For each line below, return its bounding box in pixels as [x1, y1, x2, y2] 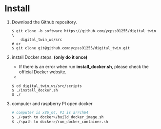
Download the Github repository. [11, 19, 78, 25]
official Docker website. [19, 69, 67, 75]
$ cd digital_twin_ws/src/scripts [11, 84, 82, 88]
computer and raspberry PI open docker [11, 101, 93, 107]
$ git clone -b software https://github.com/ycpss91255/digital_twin [11, 28, 157, 33]
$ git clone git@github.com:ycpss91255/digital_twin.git [11, 45, 130, 50]
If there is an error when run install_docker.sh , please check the [19, 64, 149, 69]
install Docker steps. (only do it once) [11, 54, 88, 60]
